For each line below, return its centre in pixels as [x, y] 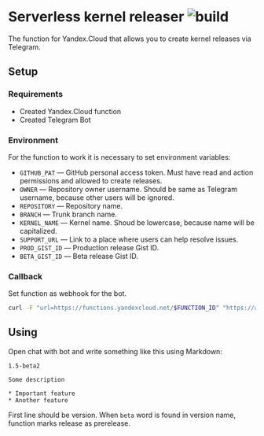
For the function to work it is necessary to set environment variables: [119, 157]
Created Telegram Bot [55, 120]
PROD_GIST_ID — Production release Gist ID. [89, 247]
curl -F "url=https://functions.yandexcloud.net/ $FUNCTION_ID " [114, 308]
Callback [26, 276]
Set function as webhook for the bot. [68, 294]
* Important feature [42, 394]
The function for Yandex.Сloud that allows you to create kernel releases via [130, 39]
